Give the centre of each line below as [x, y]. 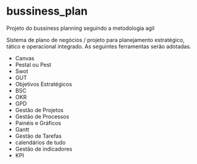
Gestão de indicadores [44, 149]
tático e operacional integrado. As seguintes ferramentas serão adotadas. [99, 46]
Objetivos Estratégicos [43, 84]
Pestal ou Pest [33, 65]
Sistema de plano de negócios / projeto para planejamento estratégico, [95, 40]
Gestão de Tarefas [38, 136]
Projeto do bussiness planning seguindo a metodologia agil [81, 28]
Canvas [25, 58]
